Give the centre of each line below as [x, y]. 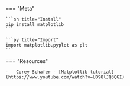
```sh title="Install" [33, 19]
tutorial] [102, 72]
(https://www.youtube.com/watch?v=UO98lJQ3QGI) [65, 77]
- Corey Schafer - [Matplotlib [47, 72]
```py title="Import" [32, 40]
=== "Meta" [20, 9]
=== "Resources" [27, 61]
